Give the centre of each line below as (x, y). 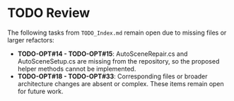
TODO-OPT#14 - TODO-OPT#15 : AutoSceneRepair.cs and (103, 54)
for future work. (40, 91)
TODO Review (49, 13)
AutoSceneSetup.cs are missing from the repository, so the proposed (118, 61)
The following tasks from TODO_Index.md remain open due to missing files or (117, 32)
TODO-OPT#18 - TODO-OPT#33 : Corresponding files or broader (112, 76)
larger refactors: (31, 40)
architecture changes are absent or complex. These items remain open (121, 83)
